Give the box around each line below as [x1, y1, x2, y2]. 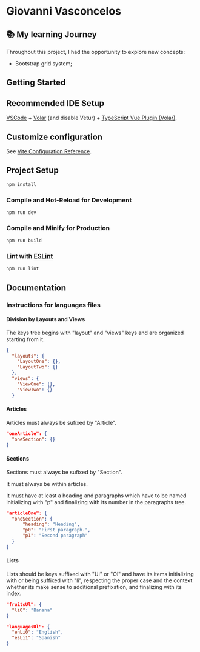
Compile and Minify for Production [6, 224, 110, 232]
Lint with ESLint [6, 251, 53, 260]
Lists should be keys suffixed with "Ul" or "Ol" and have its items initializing [6, 570, 194, 577]
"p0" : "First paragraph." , [22, 527, 91, 533]
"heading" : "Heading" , [22, 521, 80, 528]
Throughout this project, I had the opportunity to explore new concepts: [6, 48, 185, 55]
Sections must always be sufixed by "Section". [6, 468, 122, 476]
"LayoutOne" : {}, [17, 359, 61, 365]
